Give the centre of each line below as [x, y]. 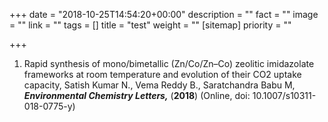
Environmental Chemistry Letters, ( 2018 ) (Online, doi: [137, 95]
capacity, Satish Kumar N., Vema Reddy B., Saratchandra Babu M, [159, 85]
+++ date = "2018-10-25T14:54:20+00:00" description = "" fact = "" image [164, 14]
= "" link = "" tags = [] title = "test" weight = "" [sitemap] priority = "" [150, 25]
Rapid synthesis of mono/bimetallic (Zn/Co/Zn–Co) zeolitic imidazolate [169, 63]
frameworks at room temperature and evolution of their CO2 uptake [162, 74]
